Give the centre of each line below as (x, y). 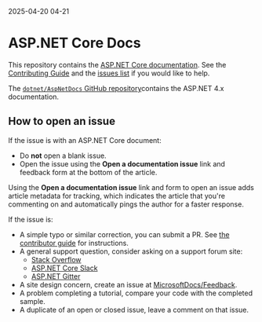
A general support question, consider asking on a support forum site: (131, 251)
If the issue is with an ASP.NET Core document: (85, 140)
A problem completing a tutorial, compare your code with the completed (136, 293)
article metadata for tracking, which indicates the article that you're (117, 196)
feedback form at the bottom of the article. (88, 172)
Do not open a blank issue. (63, 156)
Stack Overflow (56, 259)
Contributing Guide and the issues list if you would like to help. (109, 73)
